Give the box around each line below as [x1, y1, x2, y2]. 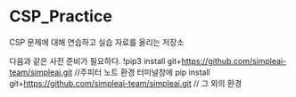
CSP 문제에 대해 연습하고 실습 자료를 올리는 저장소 [9, 36, 185, 47]
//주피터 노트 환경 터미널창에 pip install [74, 67, 211, 77]
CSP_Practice [9, 6, 113, 27]
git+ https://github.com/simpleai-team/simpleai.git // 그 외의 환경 [9, 77, 243, 88]
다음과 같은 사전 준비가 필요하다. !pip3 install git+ [9, 55, 183, 66]
